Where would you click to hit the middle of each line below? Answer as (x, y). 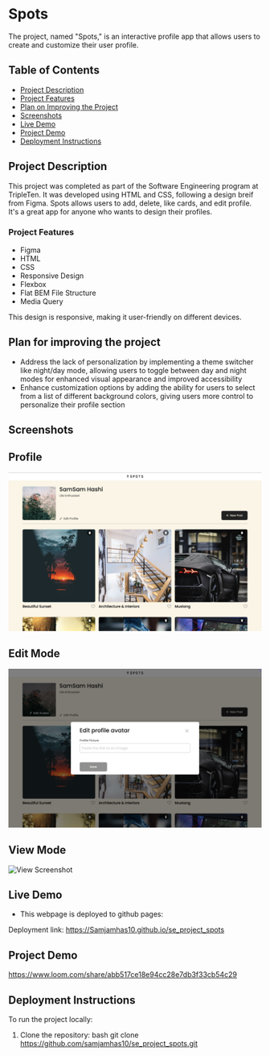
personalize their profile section (72, 405)
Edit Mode (34, 654)
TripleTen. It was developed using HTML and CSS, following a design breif (131, 194)
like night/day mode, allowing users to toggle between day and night (133, 370)
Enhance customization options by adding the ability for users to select (137, 387)
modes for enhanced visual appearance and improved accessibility (131, 379)
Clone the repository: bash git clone (79, 1035)
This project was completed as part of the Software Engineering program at (133, 185)
